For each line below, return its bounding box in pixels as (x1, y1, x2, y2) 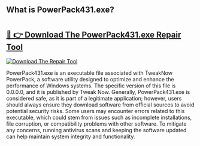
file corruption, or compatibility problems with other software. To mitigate (6, 120, 187, 127)
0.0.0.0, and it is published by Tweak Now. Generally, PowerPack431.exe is (6, 89, 190, 95)
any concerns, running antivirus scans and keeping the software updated (6, 127, 187, 133)
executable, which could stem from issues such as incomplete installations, (6, 114, 192, 121)
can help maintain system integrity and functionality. (6, 133, 135, 140)
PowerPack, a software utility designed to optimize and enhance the (6, 76, 175, 83)
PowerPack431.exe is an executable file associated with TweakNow (6, 69, 172, 77)
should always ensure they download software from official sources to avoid (6, 101, 195, 108)
